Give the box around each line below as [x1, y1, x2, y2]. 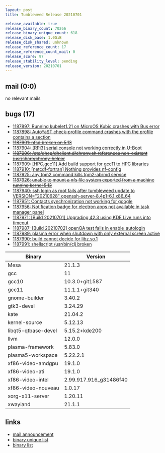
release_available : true [5, 21, 57, 26]
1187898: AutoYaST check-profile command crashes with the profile [12, 128, 153, 135]
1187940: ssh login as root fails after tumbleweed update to [12, 187, 135, 193]
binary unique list [12, 436, 49, 442]
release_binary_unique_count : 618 [5, 31, 78, 36]
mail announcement [12, 431, 54, 437]
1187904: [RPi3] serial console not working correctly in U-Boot [12, 145, 142, 151]
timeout [12, 220, 29, 226]
